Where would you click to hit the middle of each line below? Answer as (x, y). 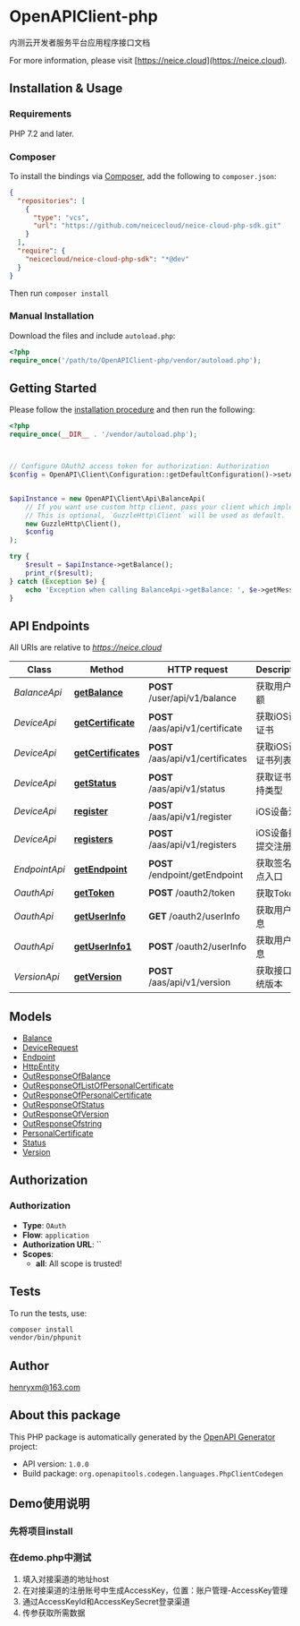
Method (107, 670)
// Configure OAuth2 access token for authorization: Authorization (139, 466)
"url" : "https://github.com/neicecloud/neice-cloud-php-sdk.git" (157, 226)
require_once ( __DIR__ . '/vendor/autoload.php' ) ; (104, 435)
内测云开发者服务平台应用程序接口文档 (79, 42)
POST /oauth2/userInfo (198, 946)
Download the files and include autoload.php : (92, 335)
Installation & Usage (66, 88)
